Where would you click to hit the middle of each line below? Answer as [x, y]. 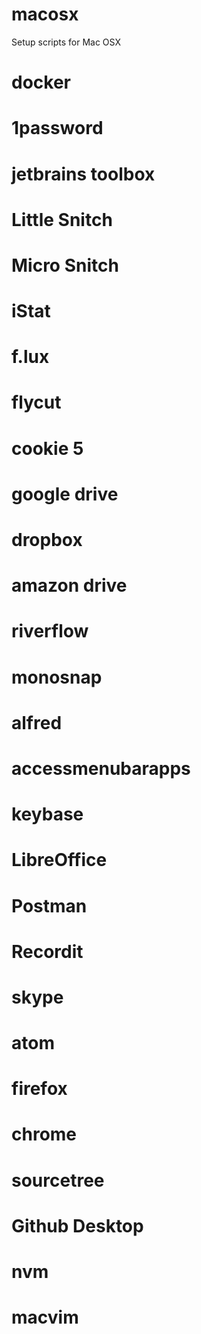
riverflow [50, 631]
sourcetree [58, 1180]
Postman [49, 905]
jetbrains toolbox [83, 174]
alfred [37, 722]
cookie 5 [47, 448]
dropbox [47, 540]
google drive [65, 494]
